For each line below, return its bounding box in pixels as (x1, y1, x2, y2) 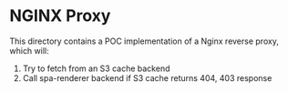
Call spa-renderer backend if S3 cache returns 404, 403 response (22, 72, 273, 83)
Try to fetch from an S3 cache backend (22, 63, 170, 74)
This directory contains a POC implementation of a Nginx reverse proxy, (9, 36, 280, 46)
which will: (9, 45, 50, 56)
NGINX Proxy (9, 5, 111, 26)
